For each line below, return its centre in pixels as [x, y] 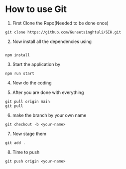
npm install [17, 55]
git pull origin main [28, 101]
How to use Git [36, 9]
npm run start [20, 73]
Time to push [26, 152]
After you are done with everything [48, 92]
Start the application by [36, 64]
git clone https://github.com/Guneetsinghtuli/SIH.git [63, 32]
